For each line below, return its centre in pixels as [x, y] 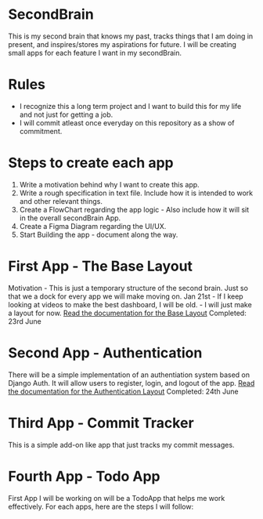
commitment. [41, 131]
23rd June [25, 321]
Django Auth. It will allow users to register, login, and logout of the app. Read [131, 383]
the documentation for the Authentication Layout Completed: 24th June [123, 391]
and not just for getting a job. [66, 114]
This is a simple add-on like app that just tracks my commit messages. [121, 445]
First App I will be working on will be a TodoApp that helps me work [117, 498]
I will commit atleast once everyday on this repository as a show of [127, 122]
